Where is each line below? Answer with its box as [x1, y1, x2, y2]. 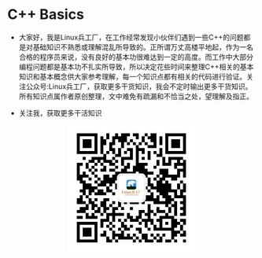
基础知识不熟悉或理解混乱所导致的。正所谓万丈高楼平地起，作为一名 [32, 42, 253, 52]
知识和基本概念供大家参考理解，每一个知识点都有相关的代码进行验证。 [18, 72, 247, 81]
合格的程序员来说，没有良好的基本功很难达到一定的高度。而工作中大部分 [18, 52, 253, 61]
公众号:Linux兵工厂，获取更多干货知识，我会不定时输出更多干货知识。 [25, 81, 253, 91]
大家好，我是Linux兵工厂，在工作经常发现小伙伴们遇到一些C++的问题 [18, 32, 245, 42]
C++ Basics [7, 6, 84, 24]
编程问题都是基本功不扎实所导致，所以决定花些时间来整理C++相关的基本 [18, 61, 254, 72]
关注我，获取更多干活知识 [18, 108, 102, 117]
